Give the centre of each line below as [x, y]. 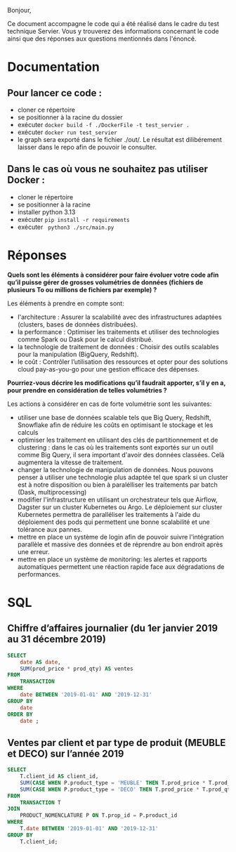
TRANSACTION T [40, 802]
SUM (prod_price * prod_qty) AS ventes [77, 669]
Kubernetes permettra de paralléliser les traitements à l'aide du [109, 514]
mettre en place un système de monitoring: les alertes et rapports [112, 559]
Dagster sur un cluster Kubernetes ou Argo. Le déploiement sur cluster [120, 507]
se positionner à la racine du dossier [70, 117]
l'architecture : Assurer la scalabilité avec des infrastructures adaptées [120, 317]
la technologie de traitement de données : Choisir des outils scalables [118, 346]
